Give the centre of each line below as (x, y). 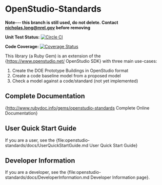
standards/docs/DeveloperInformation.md (47, 177)
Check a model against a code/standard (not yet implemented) (75, 81)
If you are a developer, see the (36, 172)
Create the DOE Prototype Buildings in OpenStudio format (70, 70)
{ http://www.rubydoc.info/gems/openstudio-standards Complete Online (77, 108)
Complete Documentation (45, 96)
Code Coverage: (22, 46)
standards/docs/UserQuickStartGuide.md (47, 145)
